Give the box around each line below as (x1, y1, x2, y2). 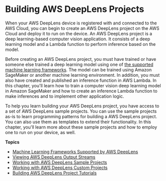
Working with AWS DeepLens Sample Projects (12, 159, 107, 165)
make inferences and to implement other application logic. (5, 93, 124, 99)
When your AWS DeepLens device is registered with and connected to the (5, 20, 157, 26)
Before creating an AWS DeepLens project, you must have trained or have (5, 56, 157, 62)
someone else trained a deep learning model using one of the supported (5, 61, 154, 67)
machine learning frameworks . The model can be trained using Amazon (5, 66, 152, 73)
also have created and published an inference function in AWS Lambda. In (5, 77, 157, 83)
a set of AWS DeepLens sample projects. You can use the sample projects (5, 108, 157, 114)
